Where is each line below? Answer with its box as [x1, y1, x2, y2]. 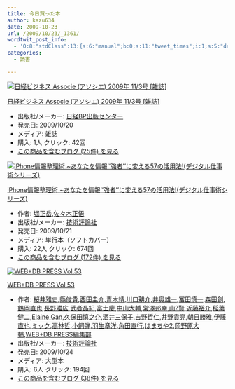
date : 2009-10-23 [7, 23, 58, 30]
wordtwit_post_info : [7, 36, 68, 43]
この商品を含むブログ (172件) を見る [17, 253, 122, 261]
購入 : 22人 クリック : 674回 [17, 244, 94, 252]
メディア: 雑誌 [17, 129, 58, 137]
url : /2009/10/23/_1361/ [7, 29, 80, 37]
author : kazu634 [7, 17, 55, 24]
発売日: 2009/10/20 [17, 121, 73, 129]
